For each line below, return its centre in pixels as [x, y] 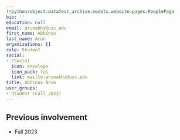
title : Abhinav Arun [31, 83]
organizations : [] [28, 45]
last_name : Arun [26, 39]
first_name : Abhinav [31, 34]
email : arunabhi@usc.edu [36, 28]
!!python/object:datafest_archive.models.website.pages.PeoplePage [90, 11]
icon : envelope [30, 66]
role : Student [23, 50]
